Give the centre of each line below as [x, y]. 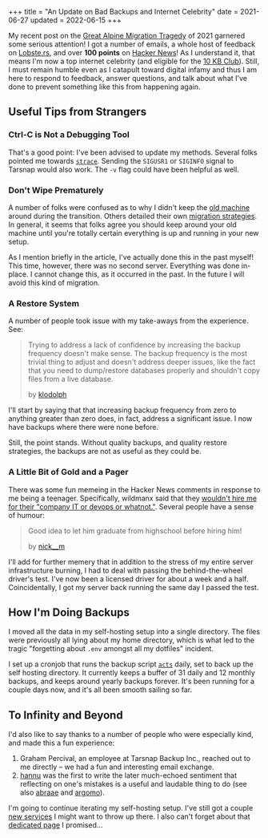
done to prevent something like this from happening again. [104, 87]
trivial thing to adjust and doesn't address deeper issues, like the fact [142, 362]
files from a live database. [70, 379]
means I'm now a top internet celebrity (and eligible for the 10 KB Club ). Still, [134, 61]
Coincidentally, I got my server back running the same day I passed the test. [134, 587]
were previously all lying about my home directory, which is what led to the [131, 640]
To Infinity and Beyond [66, 715]
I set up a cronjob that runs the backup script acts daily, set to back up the [131, 664]
